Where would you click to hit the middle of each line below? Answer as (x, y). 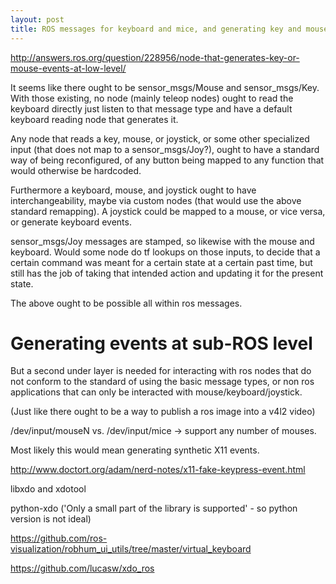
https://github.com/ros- (59, 538)
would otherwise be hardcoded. (76, 170)
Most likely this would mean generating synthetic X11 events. (135, 450)
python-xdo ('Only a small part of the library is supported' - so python (154, 508)
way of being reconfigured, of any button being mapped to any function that (167, 160)
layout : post (37, 19)
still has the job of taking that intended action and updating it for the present (167, 273)
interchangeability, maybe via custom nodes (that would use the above (156, 200)
